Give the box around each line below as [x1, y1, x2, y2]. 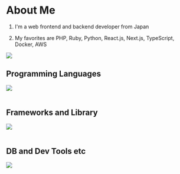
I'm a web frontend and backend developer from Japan [14, 23, 149, 30]
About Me [6, 4, 55, 17]
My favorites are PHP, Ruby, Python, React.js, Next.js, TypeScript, [14, 34, 175, 41]
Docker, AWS [14, 41, 47, 48]
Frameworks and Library [6, 107, 99, 118]
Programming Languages [6, 69, 102, 79]
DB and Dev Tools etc [6, 146, 86, 156]
